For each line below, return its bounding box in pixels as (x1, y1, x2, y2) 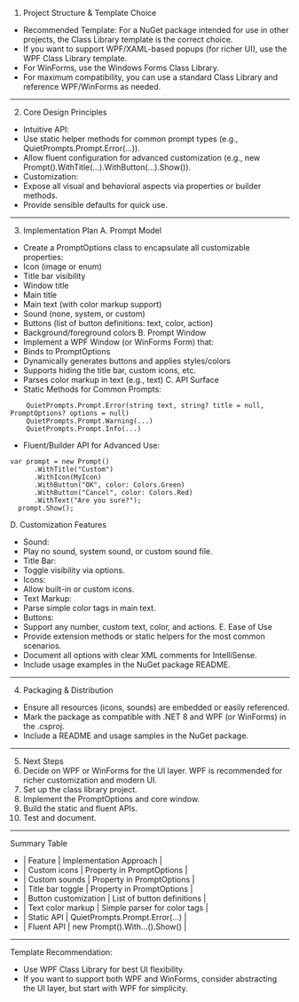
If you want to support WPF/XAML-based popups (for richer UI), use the (22, 44, 287, 54)
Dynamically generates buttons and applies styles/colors (22, 355, 232, 366)
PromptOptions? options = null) (10, 409, 130, 417)
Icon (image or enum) (22, 261, 103, 272)
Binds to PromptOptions (22, 346, 111, 356)
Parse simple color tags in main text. (22, 603, 156, 613)
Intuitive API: (22, 124, 70, 134)
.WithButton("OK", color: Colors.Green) (33, 481, 185, 489)
